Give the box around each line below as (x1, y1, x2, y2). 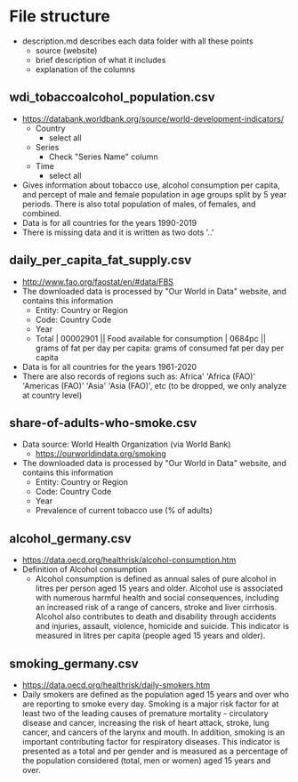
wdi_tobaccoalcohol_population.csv (9, 90, 215, 105)
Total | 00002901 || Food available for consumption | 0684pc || (35, 333, 267, 343)
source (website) (35, 44, 98, 55)
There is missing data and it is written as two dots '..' (21, 227, 214, 238)
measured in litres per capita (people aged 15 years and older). (35, 630, 266, 641)
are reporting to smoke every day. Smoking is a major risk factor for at (21, 698, 279, 709)
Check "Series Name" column (48, 151, 158, 162)
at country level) (21, 390, 83, 400)
